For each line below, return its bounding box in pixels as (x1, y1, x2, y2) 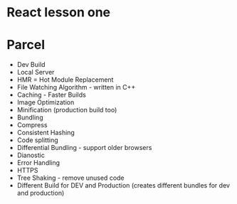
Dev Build (16, 60, 46, 69)
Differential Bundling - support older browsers (16, 144, 152, 152)
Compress (16, 121, 48, 129)
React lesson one (6, 4, 111, 21)
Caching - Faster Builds (16, 90, 86, 100)
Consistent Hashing (16, 129, 75, 137)
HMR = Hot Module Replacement (16, 75, 114, 84)
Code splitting (16, 136, 58, 144)
